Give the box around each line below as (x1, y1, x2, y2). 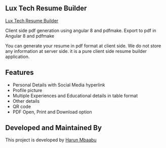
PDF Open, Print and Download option (12, 109, 92, 115)
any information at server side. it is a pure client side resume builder (5, 48, 147, 54)
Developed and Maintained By (5, 124, 102, 132)
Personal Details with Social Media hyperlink (12, 81, 105, 88)
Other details (12, 98, 40, 104)
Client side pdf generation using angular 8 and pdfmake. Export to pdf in (5, 27, 156, 34)
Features (5, 68, 34, 77)
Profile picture (12, 87, 43, 93)
